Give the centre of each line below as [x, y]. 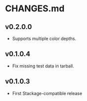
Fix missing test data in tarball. [43, 66]
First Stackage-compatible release [47, 93]
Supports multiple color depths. [44, 38]
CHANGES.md [35, 9]
